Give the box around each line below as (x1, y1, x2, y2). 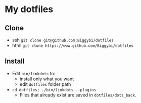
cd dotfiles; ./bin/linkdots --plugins (12, 87, 97, 92)
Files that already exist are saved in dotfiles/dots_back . (19, 92, 136, 98)
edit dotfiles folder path (19, 81, 71, 87)
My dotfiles (5, 4, 54, 15)
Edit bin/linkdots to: (12, 70, 56, 76)
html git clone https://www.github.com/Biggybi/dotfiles (12, 42, 134, 48)
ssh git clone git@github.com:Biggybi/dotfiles (12, 37, 114, 43)
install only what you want (19, 76, 74, 82)
